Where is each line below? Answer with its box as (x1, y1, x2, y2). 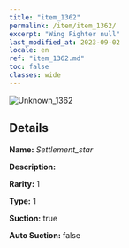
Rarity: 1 (9, 178, 40, 189)
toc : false (9, 63, 49, 72)
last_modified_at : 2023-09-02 (9, 37, 121, 47)
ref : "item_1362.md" (9, 54, 86, 63)
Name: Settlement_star (9, 143, 94, 155)
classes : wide (9, 71, 62, 80)
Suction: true (9, 213, 58, 223)
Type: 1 (9, 196, 37, 206)
